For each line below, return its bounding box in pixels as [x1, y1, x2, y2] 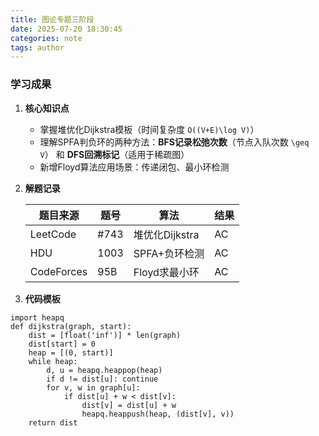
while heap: [28, 356, 78, 366]
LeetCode [29, 227, 77, 241]
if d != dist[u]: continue [46, 374, 159, 384]
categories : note [10, 33, 83, 43]
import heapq [10, 312, 65, 323]
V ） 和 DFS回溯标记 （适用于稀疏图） [39, 148, 190, 160]
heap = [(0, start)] [28, 347, 114, 358]
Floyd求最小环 [133, 265, 200, 279]
